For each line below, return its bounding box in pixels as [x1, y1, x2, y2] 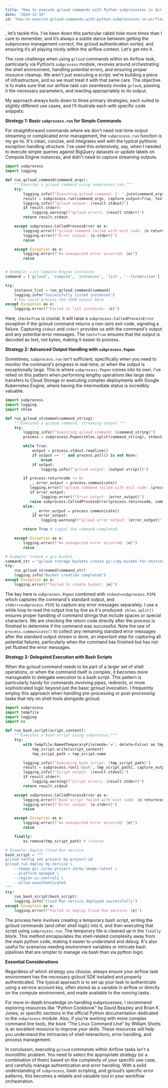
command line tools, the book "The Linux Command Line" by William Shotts [5, 1020, 161, 1026]
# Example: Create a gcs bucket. [5, 554, 75, 559]
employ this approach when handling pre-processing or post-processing [5, 690, 155, 696]
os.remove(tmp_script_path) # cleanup [23, 838, 104, 843]
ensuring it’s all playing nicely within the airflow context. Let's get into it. [5, 46, 153, 53]
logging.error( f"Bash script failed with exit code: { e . [23, 797, 144, 802]
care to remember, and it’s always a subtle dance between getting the [5, 36, 149, 42]
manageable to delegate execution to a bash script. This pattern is [5, 674, 141, 680]
